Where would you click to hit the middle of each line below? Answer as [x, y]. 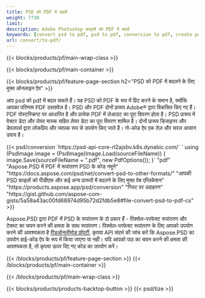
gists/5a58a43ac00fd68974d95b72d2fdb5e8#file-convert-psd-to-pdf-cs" [100, 200]
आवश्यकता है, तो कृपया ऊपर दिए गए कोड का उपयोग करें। [62, 246]
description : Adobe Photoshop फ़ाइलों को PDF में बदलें [68, 29]
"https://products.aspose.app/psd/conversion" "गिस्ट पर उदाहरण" [85, 187]
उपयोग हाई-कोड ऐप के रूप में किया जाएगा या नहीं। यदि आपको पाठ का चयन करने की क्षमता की [97, 239]
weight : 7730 [23, 18]
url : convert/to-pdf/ [34, 40]
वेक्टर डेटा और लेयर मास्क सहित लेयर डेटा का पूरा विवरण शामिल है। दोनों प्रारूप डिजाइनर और [96, 121]
